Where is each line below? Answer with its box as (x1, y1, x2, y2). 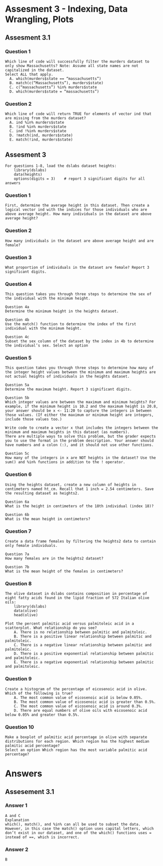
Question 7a (5, 552, 29, 557)
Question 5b (5, 396, 29, 400)
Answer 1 (5, 802, 28, 809)
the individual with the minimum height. (5, 296, 91, 301)
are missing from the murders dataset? (5, 116, 86, 121)
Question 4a (5, 304, 29, 309)
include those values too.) (5, 417, 62, 422)
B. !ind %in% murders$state (9, 124, 67, 129)
